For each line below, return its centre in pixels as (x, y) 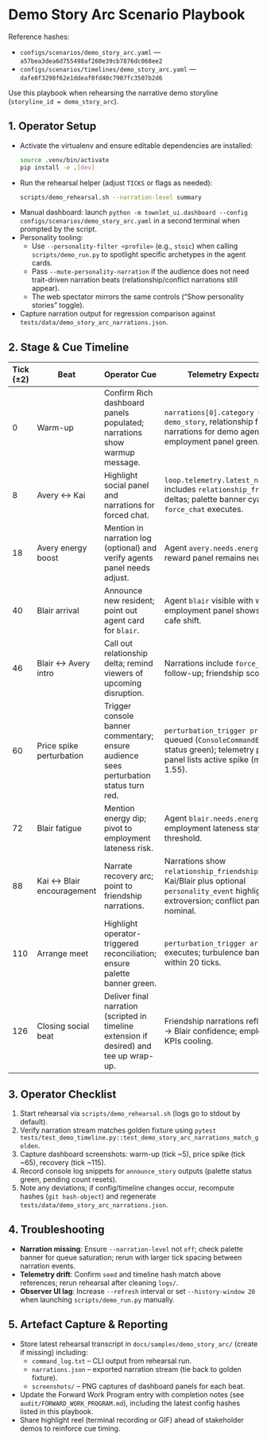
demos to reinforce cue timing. (70, 1428)
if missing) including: (54, 1352)
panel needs (127, 568)
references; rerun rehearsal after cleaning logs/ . (99, 1283)
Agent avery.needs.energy (213, 548)
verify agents (128, 558)
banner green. (130, 984)
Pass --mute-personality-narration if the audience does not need (140, 271)
